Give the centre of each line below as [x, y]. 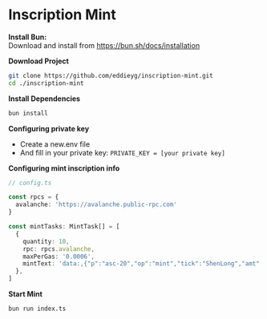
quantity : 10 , [46, 241]
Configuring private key [49, 128]
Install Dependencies [44, 99]
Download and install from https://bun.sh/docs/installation [104, 45]
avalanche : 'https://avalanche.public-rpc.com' [97, 205]
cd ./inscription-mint [46, 83]
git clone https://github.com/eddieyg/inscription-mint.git [111, 75]
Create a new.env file [55, 144]
